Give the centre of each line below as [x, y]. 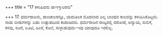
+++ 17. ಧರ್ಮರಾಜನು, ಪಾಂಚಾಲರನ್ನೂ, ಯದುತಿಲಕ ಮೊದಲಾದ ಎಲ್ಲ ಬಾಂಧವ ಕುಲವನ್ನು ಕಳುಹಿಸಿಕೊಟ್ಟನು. [82, 17]
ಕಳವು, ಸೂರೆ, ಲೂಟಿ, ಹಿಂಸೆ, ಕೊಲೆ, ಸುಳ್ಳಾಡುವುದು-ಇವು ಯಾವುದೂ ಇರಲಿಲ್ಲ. [59, 28]
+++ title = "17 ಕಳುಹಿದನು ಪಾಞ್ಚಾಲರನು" [39, 7]
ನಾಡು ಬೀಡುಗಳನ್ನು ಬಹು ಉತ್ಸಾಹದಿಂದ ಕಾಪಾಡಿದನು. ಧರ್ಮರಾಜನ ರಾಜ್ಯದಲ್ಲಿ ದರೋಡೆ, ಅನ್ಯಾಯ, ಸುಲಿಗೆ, [79, 22]
